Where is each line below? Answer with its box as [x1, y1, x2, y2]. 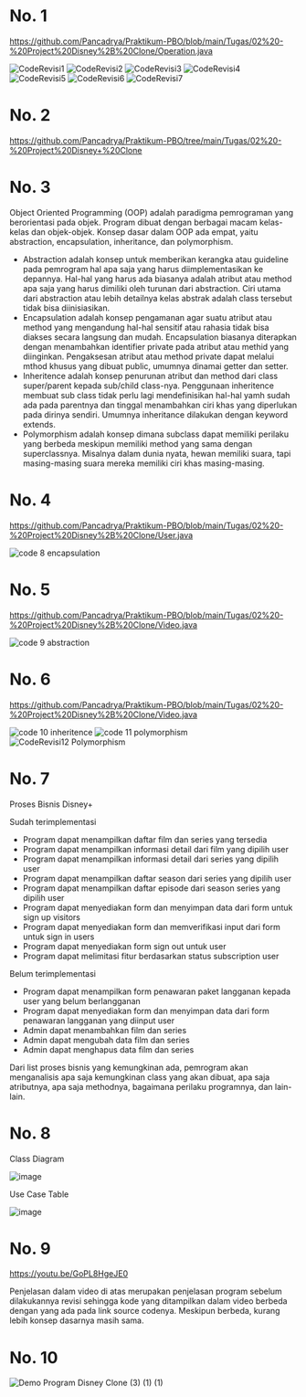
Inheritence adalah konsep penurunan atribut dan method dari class [22, 370, 279, 381]
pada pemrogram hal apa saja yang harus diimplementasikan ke [22, 263, 263, 274]
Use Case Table [9, 1189, 69, 1200]
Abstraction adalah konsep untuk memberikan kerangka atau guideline [22, 253, 290, 265]
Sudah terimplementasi [9, 816, 97, 827]
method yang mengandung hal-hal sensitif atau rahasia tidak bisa [22, 322, 269, 333]
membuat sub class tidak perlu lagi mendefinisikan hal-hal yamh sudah [22, 389, 290, 400]
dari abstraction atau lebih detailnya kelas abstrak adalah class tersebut [22, 292, 292, 303]
